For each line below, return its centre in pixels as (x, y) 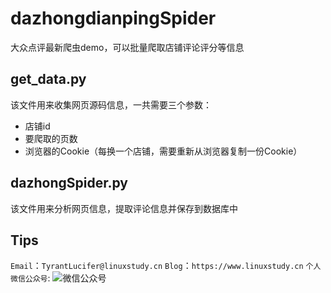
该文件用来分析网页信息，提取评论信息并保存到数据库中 (124, 208)
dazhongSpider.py (69, 183)
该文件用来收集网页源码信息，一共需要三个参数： (111, 104)
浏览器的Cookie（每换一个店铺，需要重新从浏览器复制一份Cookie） (163, 151)
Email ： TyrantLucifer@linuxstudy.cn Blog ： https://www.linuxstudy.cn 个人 (166, 266)
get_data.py (48, 79)
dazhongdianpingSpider (113, 18)
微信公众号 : (30, 278)
